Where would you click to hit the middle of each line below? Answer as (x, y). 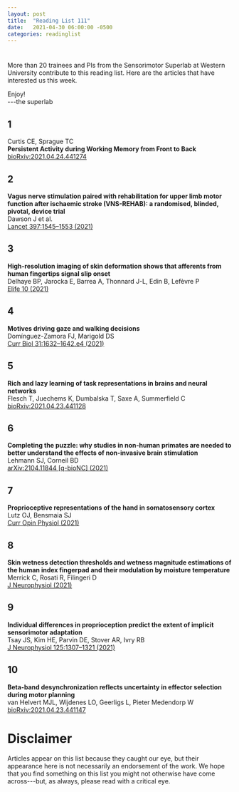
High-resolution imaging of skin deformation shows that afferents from (115, 266)
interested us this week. (42, 81)
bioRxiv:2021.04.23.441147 (47, 709)
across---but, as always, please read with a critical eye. (89, 781)
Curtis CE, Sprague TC (41, 142)
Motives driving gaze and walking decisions (74, 328)
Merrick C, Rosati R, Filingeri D (52, 577)
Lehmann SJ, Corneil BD (43, 461)
